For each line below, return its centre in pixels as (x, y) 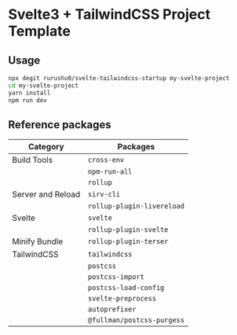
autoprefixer (112, 309)
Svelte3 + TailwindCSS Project (109, 15)
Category (46, 147)
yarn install (29, 93)
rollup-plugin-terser (128, 242)
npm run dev (27, 100)
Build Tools (33, 160)
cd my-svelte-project (44, 85)
